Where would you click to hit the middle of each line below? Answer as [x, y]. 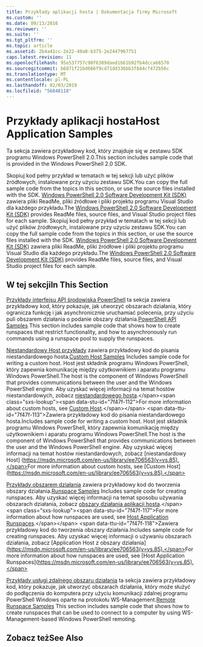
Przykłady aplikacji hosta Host [83, 121]
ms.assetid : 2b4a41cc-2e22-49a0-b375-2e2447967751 [72, 52]
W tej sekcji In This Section [57, 285]
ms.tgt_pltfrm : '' [29, 40]
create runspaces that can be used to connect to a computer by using [93, 612]
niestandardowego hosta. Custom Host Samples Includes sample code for [98, 357]
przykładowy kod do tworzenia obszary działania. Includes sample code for [100, 530]
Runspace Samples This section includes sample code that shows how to [98, 606]
